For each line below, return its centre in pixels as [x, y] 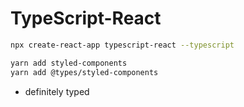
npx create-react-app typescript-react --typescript [122, 45]
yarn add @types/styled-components [84, 72]
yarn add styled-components [69, 63]
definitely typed [57, 91]
